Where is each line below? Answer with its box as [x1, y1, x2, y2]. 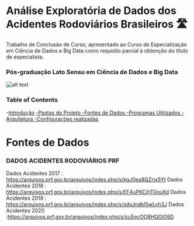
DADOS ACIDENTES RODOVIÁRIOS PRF [6, 157, 120, 165]
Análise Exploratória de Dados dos [6, 4, 176, 18]
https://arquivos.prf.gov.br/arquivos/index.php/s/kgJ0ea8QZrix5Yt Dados [6, 176, 183, 183]
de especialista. [6, 53, 44, 60]
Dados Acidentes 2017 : [6, 170, 63, 177]
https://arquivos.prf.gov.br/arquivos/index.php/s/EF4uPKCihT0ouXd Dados [6, 189, 186, 196]
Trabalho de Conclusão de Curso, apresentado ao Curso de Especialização [6, 41, 187, 48]
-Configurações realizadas [34, 115, 99, 122]
